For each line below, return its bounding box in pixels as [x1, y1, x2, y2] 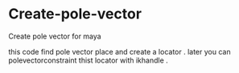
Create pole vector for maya [8, 31, 102, 41]
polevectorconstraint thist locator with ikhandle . [8, 55, 169, 65]
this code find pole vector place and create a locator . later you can [8, 47, 231, 56]
